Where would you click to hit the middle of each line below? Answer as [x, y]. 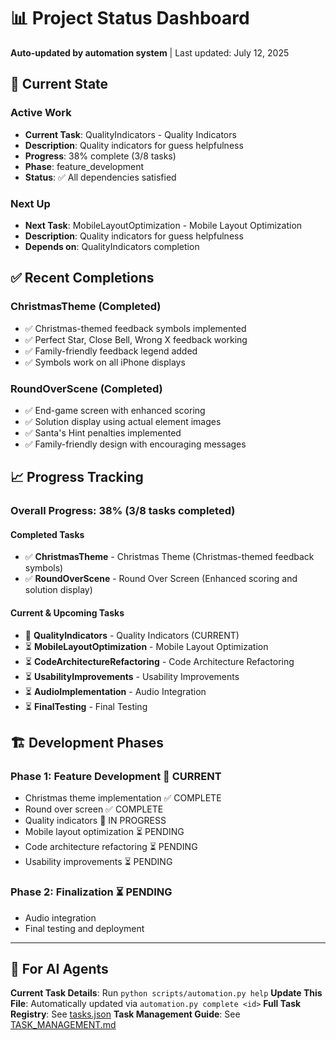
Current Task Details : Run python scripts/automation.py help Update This [166, 993]
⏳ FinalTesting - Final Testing [86, 706]
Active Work [41, 113]
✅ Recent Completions [82, 278]
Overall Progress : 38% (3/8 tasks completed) [123, 511]
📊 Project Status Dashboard [130, 18]
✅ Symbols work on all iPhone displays [105, 362]
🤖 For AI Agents [59, 969]
